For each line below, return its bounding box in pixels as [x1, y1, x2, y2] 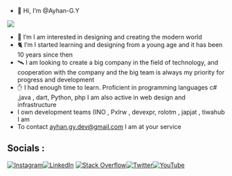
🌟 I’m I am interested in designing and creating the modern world [17, 33, 202, 41]
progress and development [17, 76, 95, 84]
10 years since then [17, 50, 73, 59]
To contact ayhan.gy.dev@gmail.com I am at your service [17, 123, 181, 130]
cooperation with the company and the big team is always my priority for [17, 68, 225, 76]
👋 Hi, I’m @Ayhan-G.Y [17, 7, 80, 14]
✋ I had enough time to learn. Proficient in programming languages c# [17, 84, 217, 91]
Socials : [7, 142, 45, 155]
